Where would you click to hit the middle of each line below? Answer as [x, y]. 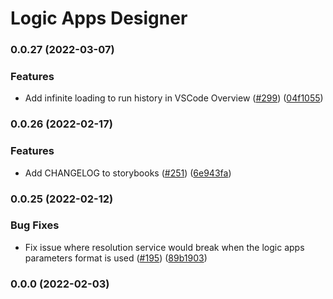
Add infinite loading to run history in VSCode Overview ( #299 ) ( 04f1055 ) [174, 98]
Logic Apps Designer [99, 18]
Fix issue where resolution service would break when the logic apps [164, 247]
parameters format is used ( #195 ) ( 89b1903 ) [116, 258]
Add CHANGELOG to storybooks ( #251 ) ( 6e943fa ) [128, 173]
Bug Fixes [35, 225]
